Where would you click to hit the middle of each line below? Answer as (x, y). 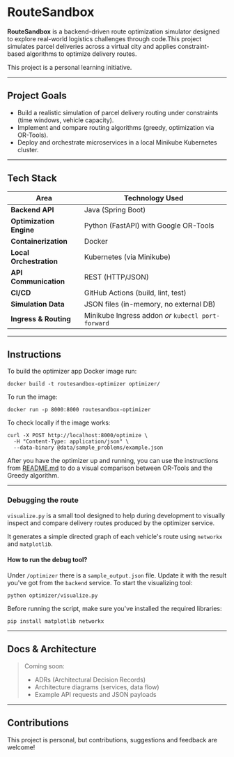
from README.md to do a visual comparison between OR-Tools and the (110, 468)
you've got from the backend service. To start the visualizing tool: (100, 582)
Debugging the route (43, 500)
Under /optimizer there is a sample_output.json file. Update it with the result (117, 575)
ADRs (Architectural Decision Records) (90, 679)
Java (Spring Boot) (115, 210)
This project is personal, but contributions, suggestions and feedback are (112, 740)
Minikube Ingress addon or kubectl (141, 315)
